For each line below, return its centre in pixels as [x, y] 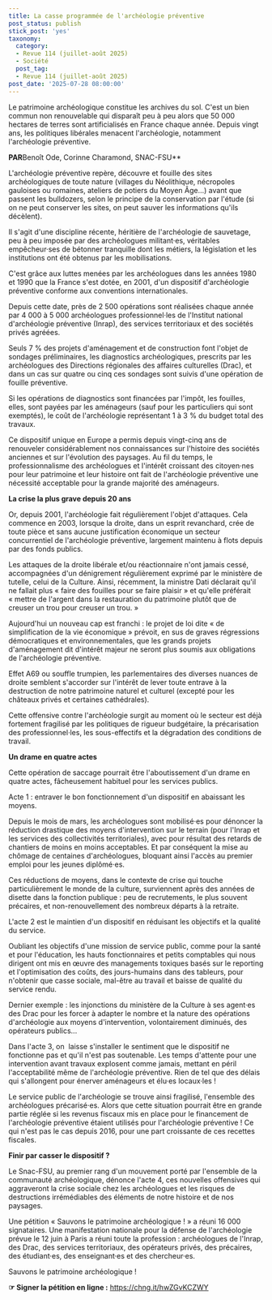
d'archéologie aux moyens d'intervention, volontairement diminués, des [128, 1022]
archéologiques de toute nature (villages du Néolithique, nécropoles [122, 181]
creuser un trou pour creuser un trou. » [74, 607]
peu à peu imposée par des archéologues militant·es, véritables [114, 240]
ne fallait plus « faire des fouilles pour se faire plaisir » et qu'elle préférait [130, 590]
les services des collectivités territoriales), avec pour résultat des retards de [135, 838]
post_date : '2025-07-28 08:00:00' [67, 84]
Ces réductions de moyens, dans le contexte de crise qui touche [116, 880]
